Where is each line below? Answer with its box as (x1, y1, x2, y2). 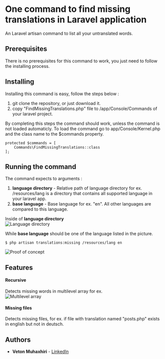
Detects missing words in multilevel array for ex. (5, 288, 102, 294)
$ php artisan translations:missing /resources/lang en (5, 240, 122, 246)
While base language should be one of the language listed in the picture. (5, 231, 153, 237)
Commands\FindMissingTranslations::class (14, 145, 100, 150)
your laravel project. (12, 110, 53, 117)
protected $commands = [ (5, 140, 56, 146)
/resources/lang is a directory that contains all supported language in (12, 191, 153, 197)
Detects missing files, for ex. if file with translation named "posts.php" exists (5, 316, 160, 322)
